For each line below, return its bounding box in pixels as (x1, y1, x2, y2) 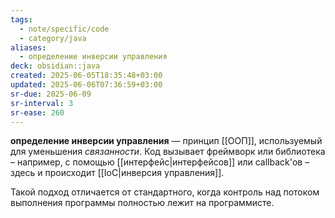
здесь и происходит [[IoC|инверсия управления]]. (10, 167, 225, 179)
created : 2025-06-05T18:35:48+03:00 (10, 71, 163, 81)
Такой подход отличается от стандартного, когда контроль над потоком (10, 186, 320, 198)
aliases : (10, 42, 47, 53)
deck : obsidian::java (10, 61, 101, 71)
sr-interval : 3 (10, 98, 74, 108)
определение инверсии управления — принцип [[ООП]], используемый (10, 135, 323, 147)
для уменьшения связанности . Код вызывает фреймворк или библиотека (10, 146, 326, 158)
